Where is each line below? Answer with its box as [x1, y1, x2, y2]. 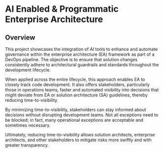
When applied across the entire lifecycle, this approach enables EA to [5, 77, 145, 82]
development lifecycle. [5, 67, 51, 73]
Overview [5, 33, 36, 42]
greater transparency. [5, 142, 49, 148]
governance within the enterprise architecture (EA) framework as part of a [5, 51, 155, 57]
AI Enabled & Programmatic [5, 3, 119, 15]
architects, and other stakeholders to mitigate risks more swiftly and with [5, 137, 152, 143]
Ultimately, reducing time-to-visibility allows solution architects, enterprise [5, 132, 155, 137]
